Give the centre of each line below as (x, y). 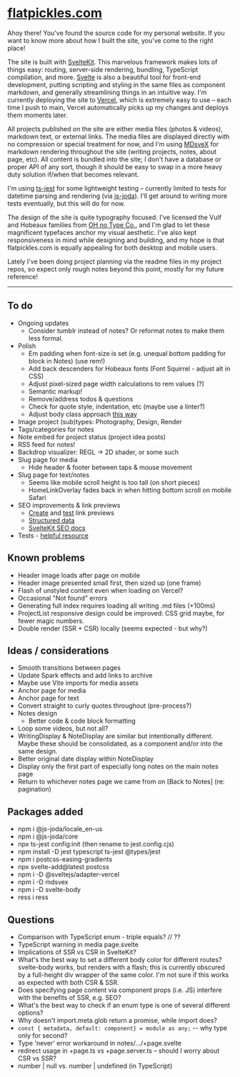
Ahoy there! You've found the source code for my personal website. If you (116, 33)
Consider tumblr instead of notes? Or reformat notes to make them (126, 331)
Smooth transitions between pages (69, 668)
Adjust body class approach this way (82, 414)
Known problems (46, 558)
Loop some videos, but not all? (63, 728)
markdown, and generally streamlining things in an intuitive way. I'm (107, 92)
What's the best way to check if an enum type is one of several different (124, 1005)
